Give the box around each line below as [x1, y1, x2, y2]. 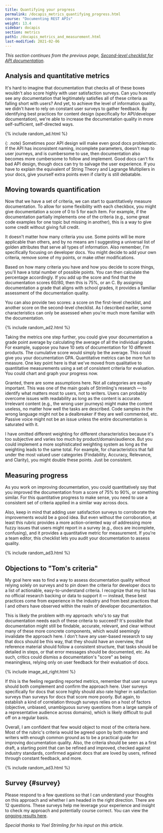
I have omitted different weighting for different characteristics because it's [5, 431, 154, 437]
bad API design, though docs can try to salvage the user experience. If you [5, 161, 155, 167]
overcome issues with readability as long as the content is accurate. [5, 396, 141, 402]
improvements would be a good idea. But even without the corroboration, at [5, 515, 157, 520]
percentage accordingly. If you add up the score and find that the [5, 274, 136, 280]
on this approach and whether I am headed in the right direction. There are [5, 797, 155, 803]
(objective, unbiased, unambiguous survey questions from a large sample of [5, 704, 158, 710]
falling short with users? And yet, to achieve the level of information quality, [5, 100, 156, 106]
